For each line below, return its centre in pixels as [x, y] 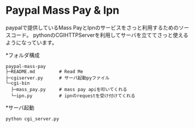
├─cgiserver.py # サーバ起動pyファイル [58, 78]
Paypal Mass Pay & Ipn [63, 10]
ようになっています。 [31, 42]
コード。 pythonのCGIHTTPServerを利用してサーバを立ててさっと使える [100, 35]
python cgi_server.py [32, 119]
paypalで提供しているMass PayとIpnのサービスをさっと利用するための [92, 27]
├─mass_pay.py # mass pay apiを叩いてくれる [69, 89]
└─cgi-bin [18, 83]
